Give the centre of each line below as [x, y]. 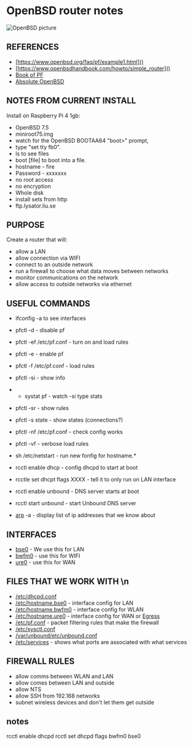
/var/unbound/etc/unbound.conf [56, 635]
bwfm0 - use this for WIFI [48, 556]
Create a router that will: [37, 239]
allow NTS [28, 689]
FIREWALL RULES [41, 662]
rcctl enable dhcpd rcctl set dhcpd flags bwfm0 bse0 [74, 736]
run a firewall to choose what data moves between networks [92, 271]
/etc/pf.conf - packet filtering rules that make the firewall [87, 622]
